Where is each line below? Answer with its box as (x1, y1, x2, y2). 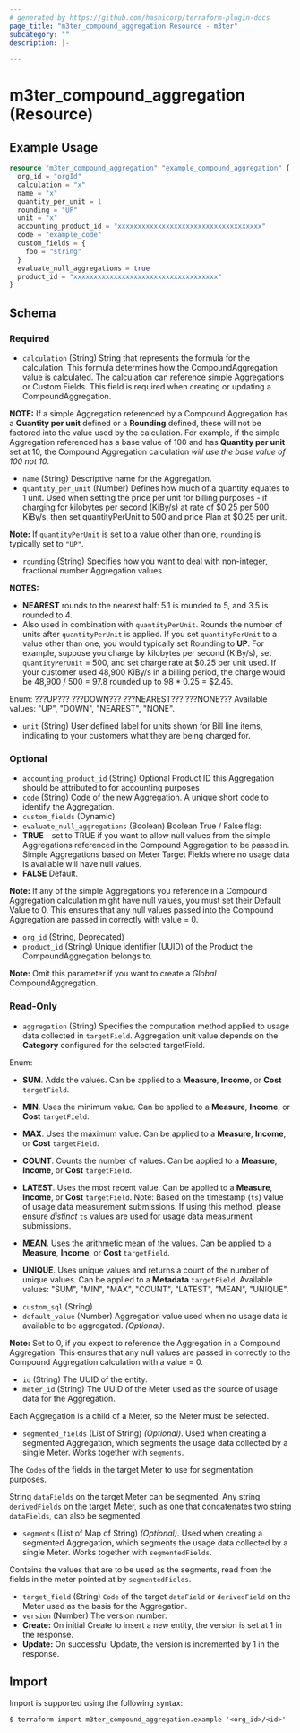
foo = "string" (25, 247, 82, 256)
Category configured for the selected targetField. (21, 1039, 206, 1050)
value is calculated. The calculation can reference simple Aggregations (21, 372, 285, 382)
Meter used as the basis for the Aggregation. (21, 1600, 188, 1611)
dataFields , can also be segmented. (9, 1510, 143, 1521)
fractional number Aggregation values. (21, 565, 165, 575)
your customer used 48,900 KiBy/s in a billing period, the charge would (21, 666, 286, 678)
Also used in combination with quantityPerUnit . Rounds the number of (21, 618, 283, 629)
